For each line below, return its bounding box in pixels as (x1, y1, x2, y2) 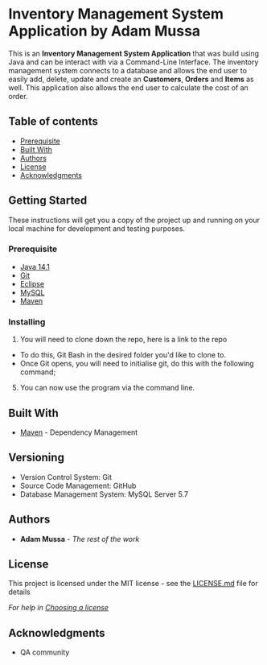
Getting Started (8, 194, 88, 208)
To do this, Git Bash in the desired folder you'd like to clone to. (19, 350, 227, 360)
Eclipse (19, 279, 45, 288)
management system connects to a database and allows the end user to (8, 65, 248, 75)
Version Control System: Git (19, 472, 113, 481)
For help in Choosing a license (8, 603, 109, 613)
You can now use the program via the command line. (19, 383, 195, 393)
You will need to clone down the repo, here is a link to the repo (19, 335, 228, 345)
